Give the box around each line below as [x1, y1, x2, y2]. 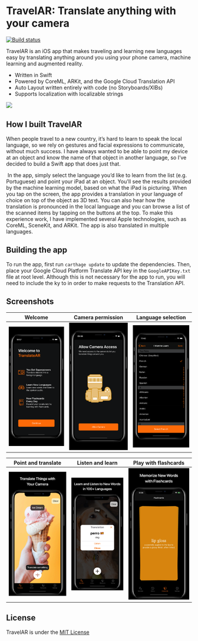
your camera [6, 16, 70, 30]
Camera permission [73, 313, 124, 320]
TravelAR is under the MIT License [6, 629, 90, 636]
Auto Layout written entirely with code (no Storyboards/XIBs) [14, 84, 163, 91]
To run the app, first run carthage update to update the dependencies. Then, [6, 260, 192, 267]
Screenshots [6, 296, 54, 306]
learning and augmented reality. [6, 60, 84, 67]
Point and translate [14, 459, 62, 466]
